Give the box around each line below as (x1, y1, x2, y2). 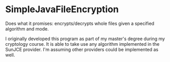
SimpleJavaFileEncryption (5, 4, 119, 15)
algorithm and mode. (5, 25, 49, 32)
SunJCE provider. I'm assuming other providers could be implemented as (5, 46, 159, 52)
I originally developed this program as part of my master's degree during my (5, 36, 165, 42)
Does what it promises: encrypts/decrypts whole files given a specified (5, 20, 154, 26)
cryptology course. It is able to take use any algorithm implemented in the (5, 41, 160, 47)
